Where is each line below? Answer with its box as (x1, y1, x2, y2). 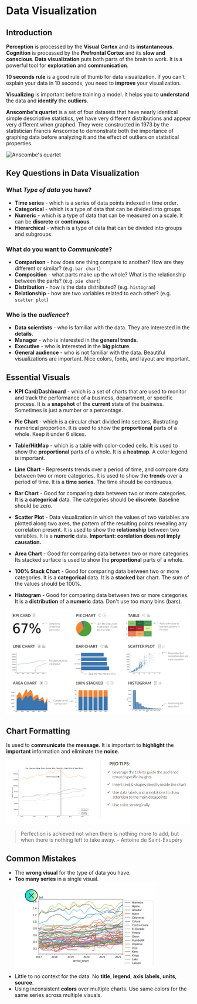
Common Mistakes (6, 853, 76, 863)
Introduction (6, 28, 53, 38)
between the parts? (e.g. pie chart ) (14, 277, 101, 284)
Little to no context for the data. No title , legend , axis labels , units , (14, 973, 177, 980)
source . (14, 979, 34, 986)
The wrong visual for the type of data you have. (14, 869, 131, 876)
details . (14, 331, 33, 338)
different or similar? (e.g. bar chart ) (14, 265, 101, 272)
